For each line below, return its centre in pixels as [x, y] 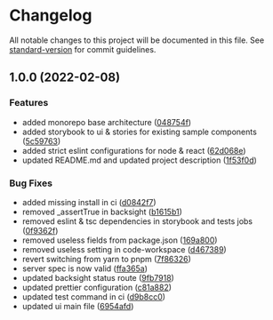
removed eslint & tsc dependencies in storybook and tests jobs [137, 221]
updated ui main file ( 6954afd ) [78, 306]
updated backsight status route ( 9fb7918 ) [98, 277]
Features [29, 103]
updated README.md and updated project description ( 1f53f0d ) [140, 160]
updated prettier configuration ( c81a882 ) [96, 287]
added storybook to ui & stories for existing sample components [140, 132]
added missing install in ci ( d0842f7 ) [89, 202]
